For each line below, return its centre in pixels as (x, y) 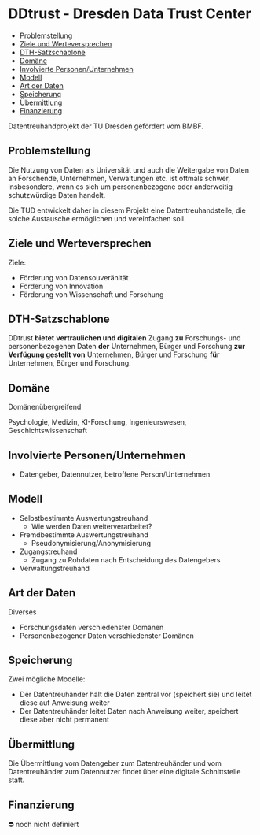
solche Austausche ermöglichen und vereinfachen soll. (97, 218)
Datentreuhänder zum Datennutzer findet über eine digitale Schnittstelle (125, 772)
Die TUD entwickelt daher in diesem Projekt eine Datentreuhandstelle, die (127, 210)
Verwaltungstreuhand (55, 568)
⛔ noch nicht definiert (44, 825)
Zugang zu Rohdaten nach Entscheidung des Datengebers (126, 559)
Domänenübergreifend (45, 407)
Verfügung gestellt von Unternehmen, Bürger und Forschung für (114, 354)
